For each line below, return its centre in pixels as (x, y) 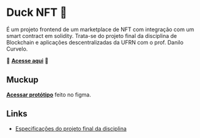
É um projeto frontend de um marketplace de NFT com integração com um (100, 29)
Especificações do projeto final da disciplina (71, 128)
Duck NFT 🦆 (37, 13)
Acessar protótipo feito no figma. (49, 95)
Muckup (22, 80)
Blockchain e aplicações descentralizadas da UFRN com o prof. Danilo (95, 42)
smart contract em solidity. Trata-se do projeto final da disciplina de (92, 35)
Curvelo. (17, 49)
